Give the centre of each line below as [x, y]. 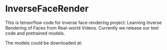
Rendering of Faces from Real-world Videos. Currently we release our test [82, 27]
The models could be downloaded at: [44, 42]
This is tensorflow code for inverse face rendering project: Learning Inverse [83, 22]
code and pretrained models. [35, 33]
